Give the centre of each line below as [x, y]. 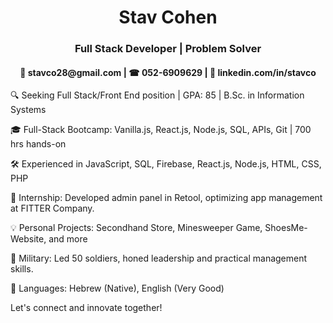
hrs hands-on [38, 144]
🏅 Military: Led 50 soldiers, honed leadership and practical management [159, 258]
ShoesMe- [286, 228]
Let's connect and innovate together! [86, 308]
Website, [28, 239]
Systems [28, 110]
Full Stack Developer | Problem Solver [168, 49]
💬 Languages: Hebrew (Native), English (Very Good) [117, 288]
